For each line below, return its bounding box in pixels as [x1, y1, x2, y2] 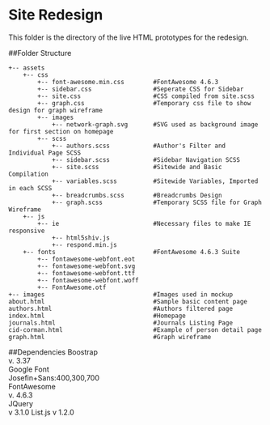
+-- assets [8, 63, 45, 72]
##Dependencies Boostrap [8, 346, 99, 357]
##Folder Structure [8, 48, 72, 57]
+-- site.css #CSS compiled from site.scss [37, 91, 255, 100]
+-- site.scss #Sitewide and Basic [51, 163, 222, 171]
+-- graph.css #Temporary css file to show [37, 99, 251, 107]
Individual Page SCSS [8, 148, 82, 157]
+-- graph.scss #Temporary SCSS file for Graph [51, 198, 263, 206]
